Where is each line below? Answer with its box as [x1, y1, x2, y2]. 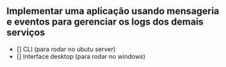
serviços [6, 27, 46, 38]
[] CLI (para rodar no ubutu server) [16, 44, 116, 53]
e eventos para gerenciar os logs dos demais [6, 16, 204, 28]
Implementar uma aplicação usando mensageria [6, 5, 220, 17]
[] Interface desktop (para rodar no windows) [16, 52, 146, 60]
